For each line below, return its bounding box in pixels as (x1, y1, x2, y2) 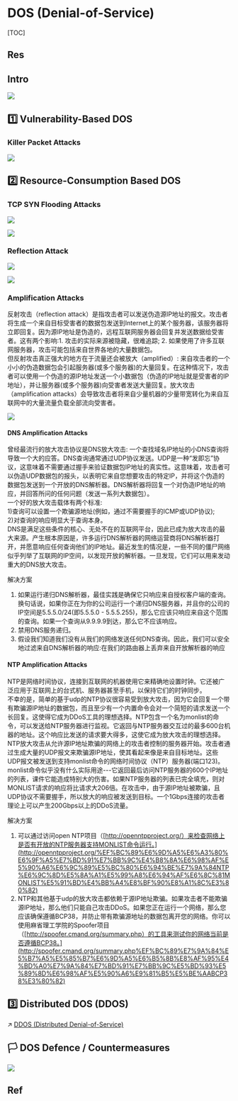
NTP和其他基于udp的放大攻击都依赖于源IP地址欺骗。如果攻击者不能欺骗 (17, 894, 228, 902)
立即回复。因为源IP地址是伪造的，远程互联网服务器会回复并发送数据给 (7, 328, 212, 336)
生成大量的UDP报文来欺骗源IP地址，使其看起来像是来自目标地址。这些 (13, 748, 219, 756)
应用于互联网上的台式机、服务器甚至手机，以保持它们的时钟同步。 (13, 686, 206, 694)
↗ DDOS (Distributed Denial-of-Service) (7, 1020, 124, 1029)
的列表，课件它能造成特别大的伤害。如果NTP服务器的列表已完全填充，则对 (7, 774, 225, 783)
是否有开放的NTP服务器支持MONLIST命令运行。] (17, 840, 157, 849)
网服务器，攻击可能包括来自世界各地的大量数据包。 (7, 345, 157, 354)
